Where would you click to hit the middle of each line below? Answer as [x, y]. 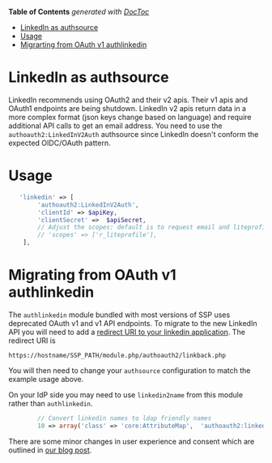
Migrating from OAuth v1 [92, 275]
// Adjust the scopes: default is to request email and [134, 227]
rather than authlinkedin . [51, 403]
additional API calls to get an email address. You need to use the [115, 126]
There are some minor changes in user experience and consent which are [132, 441]
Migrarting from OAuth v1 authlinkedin [83, 45]
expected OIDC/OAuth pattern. [59, 143]
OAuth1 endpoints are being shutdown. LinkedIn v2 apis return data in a [127, 108]
